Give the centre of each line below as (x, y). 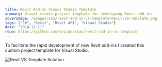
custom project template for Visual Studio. (47, 50)
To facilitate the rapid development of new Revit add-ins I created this (75, 45)
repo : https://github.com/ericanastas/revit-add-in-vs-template (71, 32)
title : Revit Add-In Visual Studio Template (51, 9)
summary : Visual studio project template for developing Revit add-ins (79, 14)
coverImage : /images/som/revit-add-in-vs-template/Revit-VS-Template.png (81, 18)
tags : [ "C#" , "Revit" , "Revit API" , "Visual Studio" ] (61, 23)
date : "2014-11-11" (25, 27)
